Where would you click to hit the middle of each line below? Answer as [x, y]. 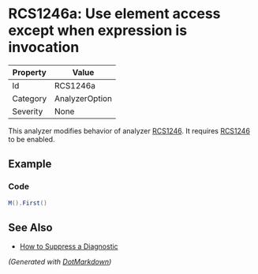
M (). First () [28, 203]
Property [30, 72]
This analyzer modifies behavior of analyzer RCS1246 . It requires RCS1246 [129, 130]
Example [30, 164]
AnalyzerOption [83, 98]
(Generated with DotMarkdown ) [60, 262]
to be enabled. [32, 139]
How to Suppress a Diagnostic [69, 246]
